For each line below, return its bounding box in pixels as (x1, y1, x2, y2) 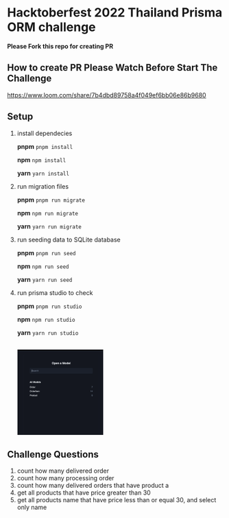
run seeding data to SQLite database (16, 235, 121, 244)
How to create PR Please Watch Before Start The (7, 62, 218, 73)
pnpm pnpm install (16, 142, 73, 150)
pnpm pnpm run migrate (16, 196, 86, 204)
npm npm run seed (16, 262, 69, 270)
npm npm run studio (16, 315, 75, 323)
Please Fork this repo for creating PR (7, 42, 114, 50)
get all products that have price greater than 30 (16, 488, 151, 497)
